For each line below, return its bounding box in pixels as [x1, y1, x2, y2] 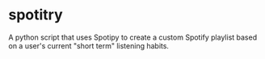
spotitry [8, 6, 63, 24]
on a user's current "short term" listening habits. [8, 40, 170, 50]
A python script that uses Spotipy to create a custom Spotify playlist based [8, 32, 257, 42]
